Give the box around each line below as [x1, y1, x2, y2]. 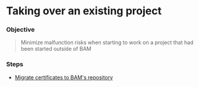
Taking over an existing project [6, 4, 162, 18]
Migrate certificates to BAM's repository [14, 73, 113, 81]
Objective [6, 26, 35, 34]
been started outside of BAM [20, 45, 91, 52]
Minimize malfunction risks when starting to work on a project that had [20, 39, 194, 46]
